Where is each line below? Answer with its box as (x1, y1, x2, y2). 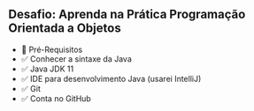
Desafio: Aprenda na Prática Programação (8, 7, 246, 22)
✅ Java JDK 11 (20, 63, 74, 74)
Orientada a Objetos (8, 21, 121, 36)
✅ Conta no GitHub (20, 92, 92, 104)
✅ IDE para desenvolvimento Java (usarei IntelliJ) (20, 73, 202, 84)
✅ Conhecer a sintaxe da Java (20, 53, 132, 64)
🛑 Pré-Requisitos (20, 44, 83, 55)
